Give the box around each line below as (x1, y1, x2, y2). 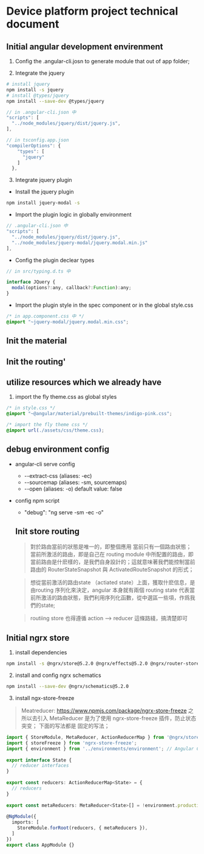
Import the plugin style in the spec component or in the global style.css (15, 301, 194, 309)
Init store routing (15, 527, 80, 537)
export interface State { (6, 757, 72, 763)
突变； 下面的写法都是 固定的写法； (21, 723, 110, 730)
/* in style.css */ (6, 405, 56, 411)
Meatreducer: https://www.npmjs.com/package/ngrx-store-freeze (21, 707, 187, 715)
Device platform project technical (6, 4, 178, 18)
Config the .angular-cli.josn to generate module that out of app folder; (15, 58, 190, 65)
